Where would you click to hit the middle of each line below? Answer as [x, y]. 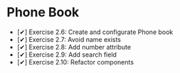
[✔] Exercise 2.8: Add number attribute [74, 47]
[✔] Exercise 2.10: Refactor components [75, 62]
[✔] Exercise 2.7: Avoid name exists [69, 39]
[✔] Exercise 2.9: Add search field [67, 55]
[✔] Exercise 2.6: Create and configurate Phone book [95, 32]
